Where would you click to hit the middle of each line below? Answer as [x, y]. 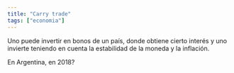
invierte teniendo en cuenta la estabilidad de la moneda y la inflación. [108, 48]
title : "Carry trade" [39, 14]
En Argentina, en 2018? [41, 62]
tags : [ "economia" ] [36, 21]
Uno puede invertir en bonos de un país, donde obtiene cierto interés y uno [117, 40]
